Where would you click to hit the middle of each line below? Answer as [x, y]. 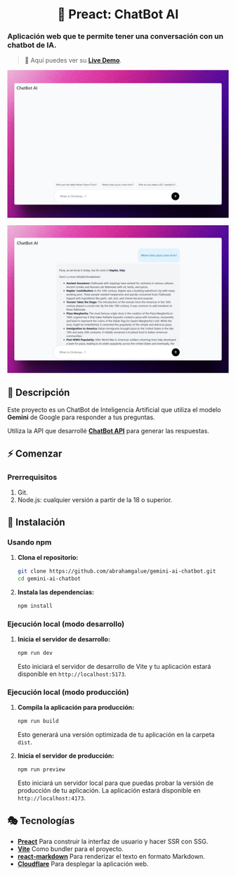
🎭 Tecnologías [41, 821]
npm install [35, 606]
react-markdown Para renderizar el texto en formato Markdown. [111, 856]
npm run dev [35, 653]
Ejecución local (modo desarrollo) [66, 624]
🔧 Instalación [36, 522]
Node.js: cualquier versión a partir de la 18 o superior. [95, 500]
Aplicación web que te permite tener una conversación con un [115, 37]
